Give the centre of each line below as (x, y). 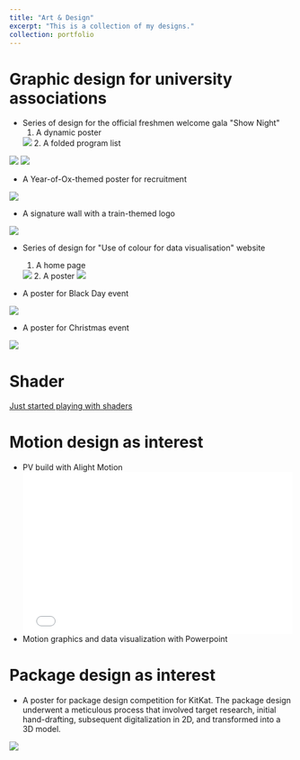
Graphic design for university (121, 79)
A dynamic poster (68, 132)
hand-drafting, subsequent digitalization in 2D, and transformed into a (151, 719)
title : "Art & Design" (52, 18)
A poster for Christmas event (76, 328)
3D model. (41, 729)
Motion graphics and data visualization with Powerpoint (125, 639)
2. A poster (54, 276)
